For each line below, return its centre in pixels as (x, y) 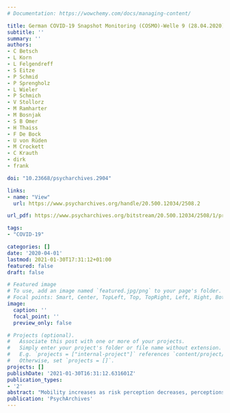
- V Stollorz (26, 102)
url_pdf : (20, 216)
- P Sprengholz (29, 83)
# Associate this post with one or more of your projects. (96, 342)
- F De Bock (24, 134)
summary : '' (24, 38)
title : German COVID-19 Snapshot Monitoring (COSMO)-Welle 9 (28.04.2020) (116, 26)
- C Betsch (23, 51)
